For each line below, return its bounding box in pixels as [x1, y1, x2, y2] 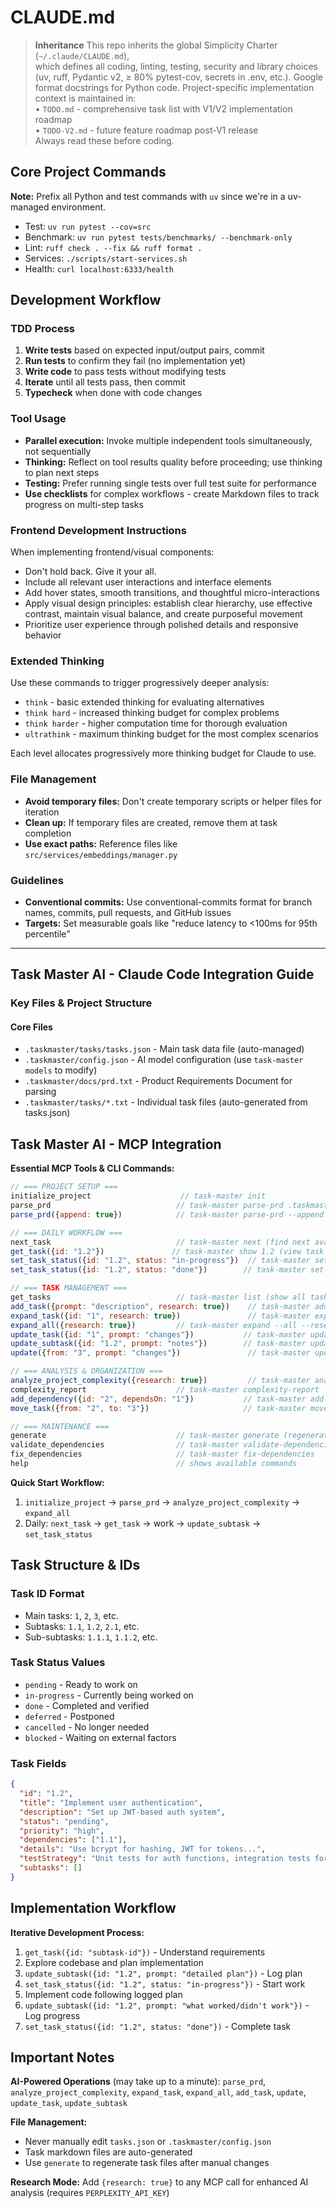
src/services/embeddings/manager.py [24, 850, 178, 860]
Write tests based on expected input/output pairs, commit [24, 344, 265, 356]
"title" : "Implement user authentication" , [19, 1797, 203, 1808]
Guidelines [10, 873, 64, 887]
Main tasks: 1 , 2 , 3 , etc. [24, 1609, 119, 1621]
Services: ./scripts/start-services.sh [24, 252, 188, 264]
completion [24, 827, 72, 839]
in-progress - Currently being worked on [24, 1689, 194, 1701]
